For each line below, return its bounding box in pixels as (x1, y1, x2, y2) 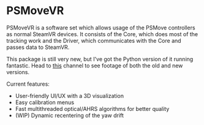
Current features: (6, 80, 50, 88)
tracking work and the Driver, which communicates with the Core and (6, 37, 182, 44)
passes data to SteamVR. (6, 44, 70, 51)
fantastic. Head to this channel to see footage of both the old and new (6, 62, 183, 69)
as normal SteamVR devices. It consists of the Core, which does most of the (6, 30, 198, 37)
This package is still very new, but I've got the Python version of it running (6, 55, 194, 63)
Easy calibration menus (15, 99, 75, 106)
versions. (6, 68, 29, 75)
